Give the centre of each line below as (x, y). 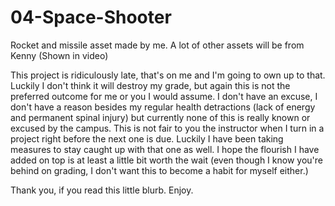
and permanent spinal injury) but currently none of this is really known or (160, 117)
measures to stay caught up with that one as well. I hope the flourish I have (165, 149)
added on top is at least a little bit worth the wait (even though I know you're (166, 160)
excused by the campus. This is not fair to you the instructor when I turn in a (167, 128)
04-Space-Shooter (91, 17)
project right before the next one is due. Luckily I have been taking (147, 138)
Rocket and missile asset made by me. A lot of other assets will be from (157, 45)
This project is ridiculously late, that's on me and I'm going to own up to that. (168, 75)
